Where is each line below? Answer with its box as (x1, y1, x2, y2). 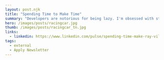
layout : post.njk (5, 7, 41, 12)
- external (9, 43, 32, 48)
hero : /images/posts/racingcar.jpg (5, 20, 78, 26)
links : (5, 30, 19, 34)
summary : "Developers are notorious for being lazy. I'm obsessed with (5, 16, 154, 21)
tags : (5, 39, 16, 44)
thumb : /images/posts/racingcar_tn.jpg (5, 25, 86, 30)
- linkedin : (9, 34, 34, 39)
